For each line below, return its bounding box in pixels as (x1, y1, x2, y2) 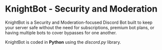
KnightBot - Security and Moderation (5, 3, 158, 15)
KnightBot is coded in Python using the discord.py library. (5, 39, 122, 45)
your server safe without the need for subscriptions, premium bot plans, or (5, 24, 155, 30)
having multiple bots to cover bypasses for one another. (5, 30, 117, 35)
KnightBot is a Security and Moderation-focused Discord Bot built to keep (5, 19, 153, 25)
